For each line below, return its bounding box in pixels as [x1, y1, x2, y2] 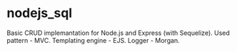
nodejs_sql [6, 5, 73, 21]
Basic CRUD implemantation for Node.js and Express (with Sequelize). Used [6, 28, 230, 37]
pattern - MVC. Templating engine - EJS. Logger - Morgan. [6, 36, 180, 44]
